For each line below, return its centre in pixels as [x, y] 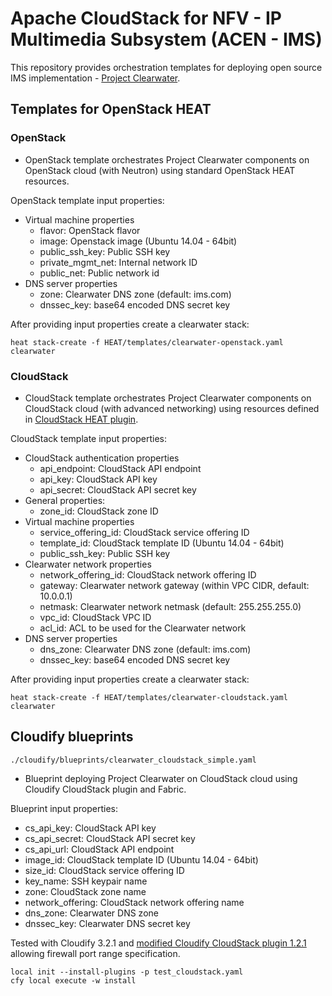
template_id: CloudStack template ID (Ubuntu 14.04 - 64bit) [162, 543]
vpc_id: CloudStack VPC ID [95, 617]
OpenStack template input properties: [87, 200]
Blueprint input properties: [64, 808]
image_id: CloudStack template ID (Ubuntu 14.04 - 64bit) [141, 859]
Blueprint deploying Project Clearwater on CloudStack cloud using [161, 778]
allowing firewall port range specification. [95, 953]
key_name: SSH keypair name [86, 881]
